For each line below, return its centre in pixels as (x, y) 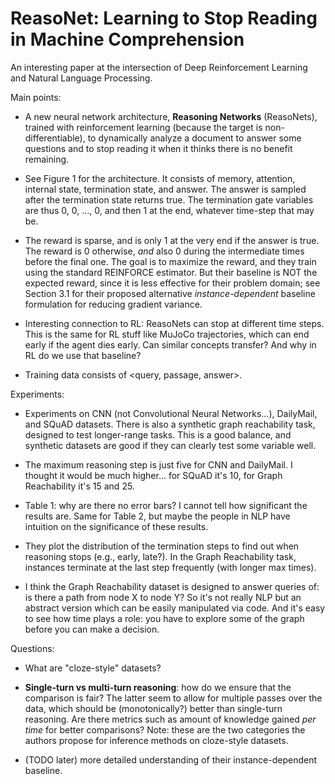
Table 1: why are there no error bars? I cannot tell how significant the (166, 505)
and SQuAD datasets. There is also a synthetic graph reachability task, (170, 424)
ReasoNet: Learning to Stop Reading (164, 18)
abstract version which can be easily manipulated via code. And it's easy (175, 608)
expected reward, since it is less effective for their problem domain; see (172, 283)
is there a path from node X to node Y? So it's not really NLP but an (163, 597)
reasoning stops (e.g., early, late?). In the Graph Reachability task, (160, 556)
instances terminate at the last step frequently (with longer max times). (170, 567)
